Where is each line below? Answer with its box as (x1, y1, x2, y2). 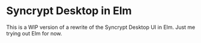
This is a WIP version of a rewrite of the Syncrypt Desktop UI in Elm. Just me (6, 24, 196, 31)
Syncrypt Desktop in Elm (6, 4, 132, 18)
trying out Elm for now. (6, 29, 62, 37)
